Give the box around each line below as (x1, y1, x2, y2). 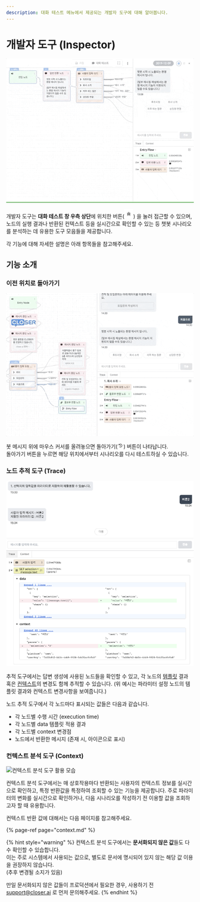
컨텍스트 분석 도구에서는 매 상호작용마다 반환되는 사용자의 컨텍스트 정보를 (6, 779, 177, 786)
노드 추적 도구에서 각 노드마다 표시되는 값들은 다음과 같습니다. (6, 700, 149, 707)
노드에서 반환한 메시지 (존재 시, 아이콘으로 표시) (14, 735, 126, 743)
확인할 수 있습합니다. (12, 846, 61, 853)
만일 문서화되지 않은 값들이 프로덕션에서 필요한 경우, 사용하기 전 (6, 881, 154, 888)
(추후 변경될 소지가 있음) (6, 869, 62, 876)
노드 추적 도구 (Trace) (6, 466, 66, 475)
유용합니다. (29, 802, 55, 809)
